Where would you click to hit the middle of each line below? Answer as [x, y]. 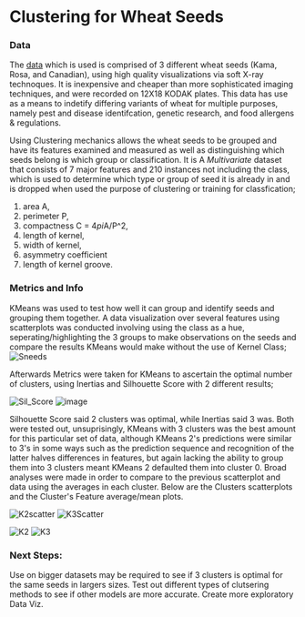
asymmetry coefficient [65, 255]
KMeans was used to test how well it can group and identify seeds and [142, 308]
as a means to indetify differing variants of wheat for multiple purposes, [144, 104]
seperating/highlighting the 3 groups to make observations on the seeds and [153, 337]
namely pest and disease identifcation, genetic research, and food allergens [152, 113]
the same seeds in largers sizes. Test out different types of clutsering [139, 585]
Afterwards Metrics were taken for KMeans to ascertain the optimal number [151, 374]
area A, [36, 207]
